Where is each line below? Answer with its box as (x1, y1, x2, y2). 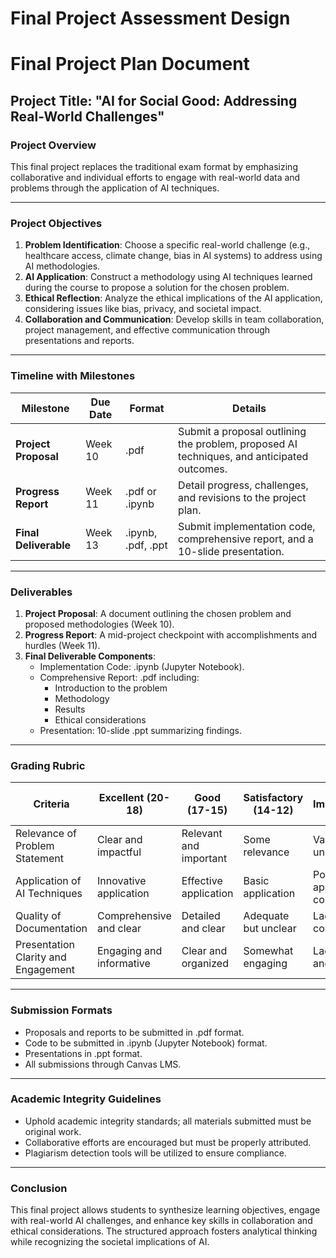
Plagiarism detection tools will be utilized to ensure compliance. (24, 1147, 287, 1159)
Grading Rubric (10, 758, 86, 772)
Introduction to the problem (54, 682, 168, 694)
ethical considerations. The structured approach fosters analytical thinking (10, 1225, 318, 1237)
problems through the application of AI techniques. (10, 182, 220, 194)
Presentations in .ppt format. (24, 1047, 143, 1059)
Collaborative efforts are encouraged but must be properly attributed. (24, 1136, 312, 1148)
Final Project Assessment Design (10, 7, 291, 30)
